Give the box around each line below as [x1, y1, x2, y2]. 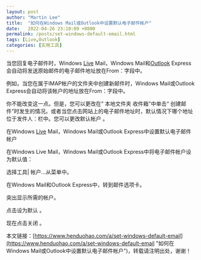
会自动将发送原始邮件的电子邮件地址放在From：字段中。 [6, 67, 146, 74]
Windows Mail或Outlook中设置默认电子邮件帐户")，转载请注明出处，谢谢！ [6, 247, 191, 254]
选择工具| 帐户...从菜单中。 [6, 168, 72, 175]
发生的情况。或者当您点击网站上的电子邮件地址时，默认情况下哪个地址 [19, 107, 194, 115]
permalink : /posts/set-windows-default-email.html [6, 31, 136, 37]
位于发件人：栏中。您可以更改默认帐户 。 [6, 115, 108, 122]
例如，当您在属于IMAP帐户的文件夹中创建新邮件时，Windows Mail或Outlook [6, 79, 195, 87]
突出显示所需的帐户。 [6, 193, 59, 201]
